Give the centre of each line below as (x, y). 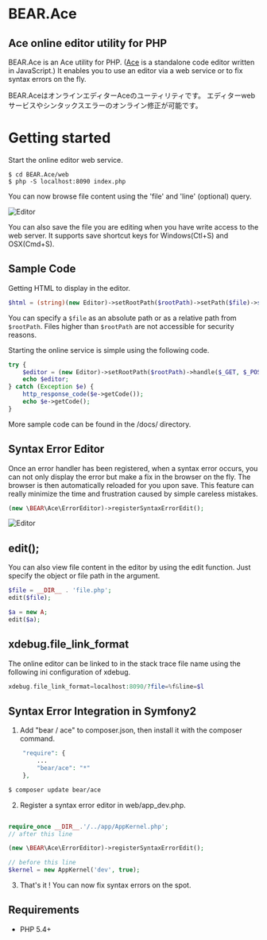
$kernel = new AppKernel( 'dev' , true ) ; (74, 870)
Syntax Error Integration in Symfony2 (103, 711)
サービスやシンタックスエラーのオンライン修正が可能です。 (105, 105)
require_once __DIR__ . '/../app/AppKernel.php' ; (89, 826)
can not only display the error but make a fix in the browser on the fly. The (130, 477)
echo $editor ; (46, 379)
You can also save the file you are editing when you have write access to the (133, 226)
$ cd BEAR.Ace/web (39, 174)
